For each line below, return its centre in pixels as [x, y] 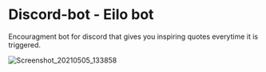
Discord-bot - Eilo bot [81, 15]
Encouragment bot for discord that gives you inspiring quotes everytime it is [133, 36]
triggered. [25, 44]
